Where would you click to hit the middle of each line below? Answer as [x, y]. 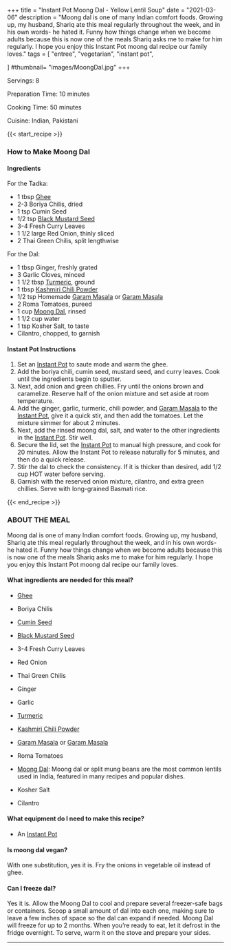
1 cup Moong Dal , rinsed [51, 311]
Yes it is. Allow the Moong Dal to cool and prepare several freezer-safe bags [115, 903]
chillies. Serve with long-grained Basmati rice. [82, 489]
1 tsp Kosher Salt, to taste [53, 326]
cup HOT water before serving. [61, 474]
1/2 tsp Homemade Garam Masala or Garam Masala [90, 297]
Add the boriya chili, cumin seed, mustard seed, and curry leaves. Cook [118, 372]
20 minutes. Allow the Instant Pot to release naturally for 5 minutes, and [118, 452]
